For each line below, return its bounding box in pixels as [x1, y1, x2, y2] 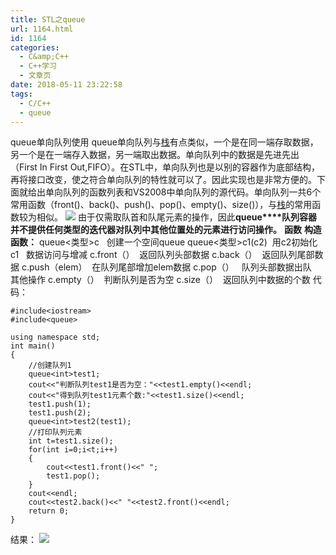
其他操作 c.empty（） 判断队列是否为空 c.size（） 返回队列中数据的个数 [10, 274, 311, 286]
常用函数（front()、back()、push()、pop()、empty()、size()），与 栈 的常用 [10, 199, 313, 211]
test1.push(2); [28, 408, 92, 418]
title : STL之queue [10, 14, 86, 25]
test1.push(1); [28, 399, 92, 410]
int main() [10, 341, 56, 351]
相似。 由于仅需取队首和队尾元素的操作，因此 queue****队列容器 [36, 211, 318, 223]
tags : [10, 89, 33, 99]
